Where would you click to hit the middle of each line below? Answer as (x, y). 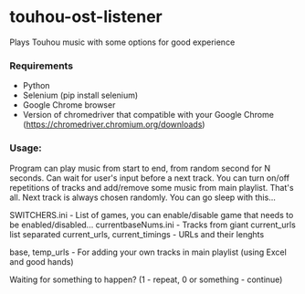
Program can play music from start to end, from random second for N (140, 168)
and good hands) (42, 261)
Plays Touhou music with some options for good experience (122, 42)
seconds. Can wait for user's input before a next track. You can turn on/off (150, 178)
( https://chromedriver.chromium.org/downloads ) (114, 124)
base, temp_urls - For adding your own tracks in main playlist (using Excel (148, 252)
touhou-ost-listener (86, 17)
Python (36, 86)
